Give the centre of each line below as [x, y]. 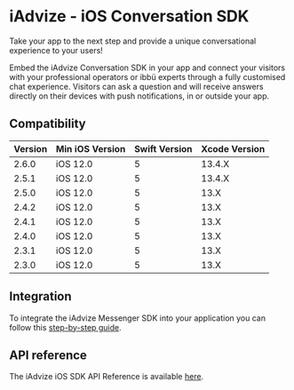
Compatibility [48, 124]
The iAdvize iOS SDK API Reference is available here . [107, 377]
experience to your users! [56, 50]
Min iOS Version [91, 148]
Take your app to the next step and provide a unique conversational [133, 41]
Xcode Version [233, 148]
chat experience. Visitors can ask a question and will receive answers [136, 86]
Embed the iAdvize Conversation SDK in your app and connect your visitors [147, 68]
